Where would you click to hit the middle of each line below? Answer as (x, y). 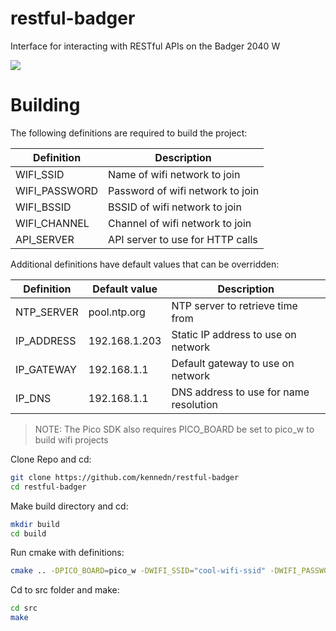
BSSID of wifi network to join (175, 207)
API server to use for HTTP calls (183, 239)
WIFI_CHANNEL (52, 223)
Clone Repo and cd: (51, 459)
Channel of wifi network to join (180, 223)
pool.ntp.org (117, 312)
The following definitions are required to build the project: (129, 133)
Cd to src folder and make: (65, 590)
